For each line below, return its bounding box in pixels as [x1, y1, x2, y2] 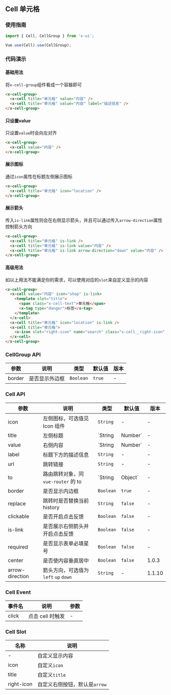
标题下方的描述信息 [43, 451, 89, 458]
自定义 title [37, 672, 66, 679]
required [8, 543, 28, 550]
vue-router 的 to [43, 478, 82, 485]
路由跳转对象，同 [43, 470, 84, 477]
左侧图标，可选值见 [43, 415, 89, 422]
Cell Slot [5, 628, 26, 635]
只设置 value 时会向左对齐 [5, 130, 57, 136]
